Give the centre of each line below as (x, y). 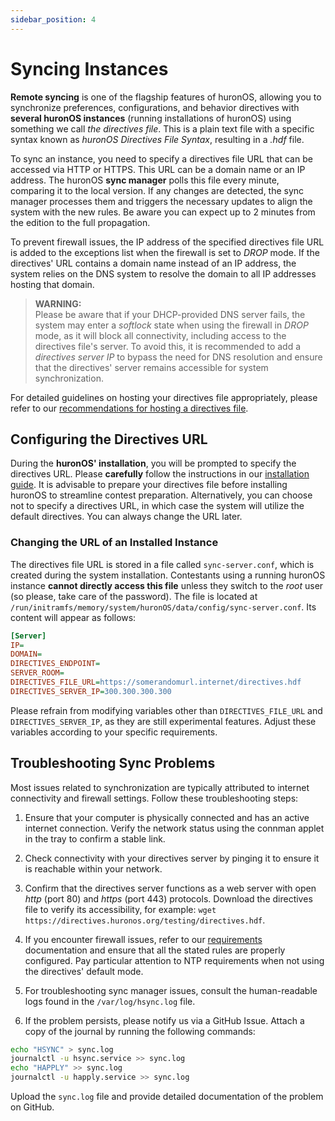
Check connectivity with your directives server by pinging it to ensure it (172, 858)
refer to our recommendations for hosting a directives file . (129, 408)
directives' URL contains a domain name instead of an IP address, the (153, 263)
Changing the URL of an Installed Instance (114, 543)
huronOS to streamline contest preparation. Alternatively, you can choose (161, 495)
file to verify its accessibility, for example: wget (120, 909)
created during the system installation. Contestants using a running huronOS (168, 575)
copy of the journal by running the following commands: (140, 1031)
